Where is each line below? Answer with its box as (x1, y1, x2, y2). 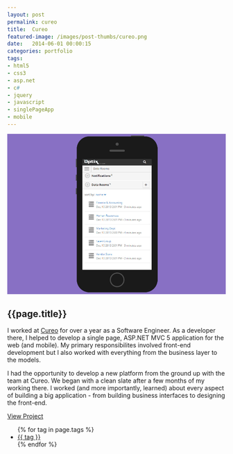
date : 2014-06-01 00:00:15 (7, 40, 92, 48)
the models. (7, 356, 42, 364)
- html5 (7, 62, 30, 69)
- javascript (7, 99, 45, 106)
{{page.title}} (7, 308, 67, 320)
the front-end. (7, 399, 47, 407)
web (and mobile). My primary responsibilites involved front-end (7, 341, 191, 349)
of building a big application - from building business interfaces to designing (7, 392, 225, 400)
